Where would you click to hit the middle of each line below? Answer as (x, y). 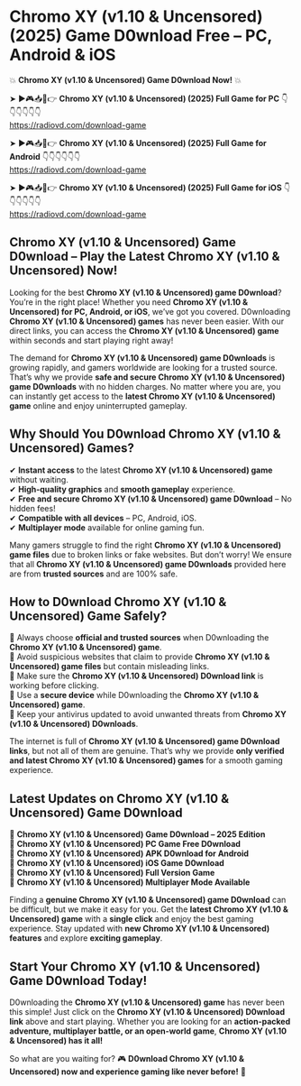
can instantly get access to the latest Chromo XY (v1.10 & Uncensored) (143, 396)
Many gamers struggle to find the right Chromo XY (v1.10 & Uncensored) (146, 545)
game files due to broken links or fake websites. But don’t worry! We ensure (151, 554)
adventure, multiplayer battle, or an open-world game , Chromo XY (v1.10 (148, 1031)
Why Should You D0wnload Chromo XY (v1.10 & (145, 434)
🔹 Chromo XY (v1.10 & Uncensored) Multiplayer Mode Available (130, 882)
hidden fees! (32, 508)
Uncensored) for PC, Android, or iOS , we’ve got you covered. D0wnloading (150, 311)
